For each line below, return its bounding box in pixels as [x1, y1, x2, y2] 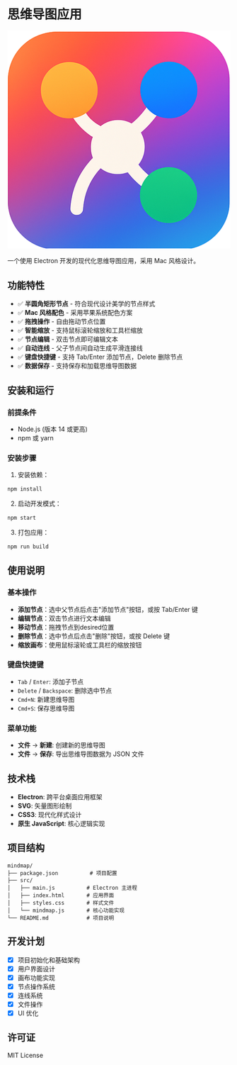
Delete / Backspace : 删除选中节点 [17, 686, 112, 695]
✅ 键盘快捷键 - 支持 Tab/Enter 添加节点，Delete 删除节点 [17, 352, 183, 362]
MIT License [7, 1051, 44, 1059]
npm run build [7, 543, 50, 550]
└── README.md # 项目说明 [7, 914, 115, 922]
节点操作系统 [17, 982, 55, 991]
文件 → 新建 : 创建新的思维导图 [17, 741, 106, 749]
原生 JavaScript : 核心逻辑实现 [17, 819, 105, 827]
